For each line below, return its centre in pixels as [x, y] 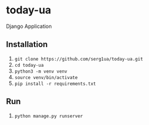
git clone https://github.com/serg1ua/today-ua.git [79, 59]
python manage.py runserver [48, 116]
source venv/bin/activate [46, 77]
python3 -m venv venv [41, 71]
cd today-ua [29, 65]
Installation [27, 44]
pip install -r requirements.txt [55, 84]
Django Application [29, 26]
